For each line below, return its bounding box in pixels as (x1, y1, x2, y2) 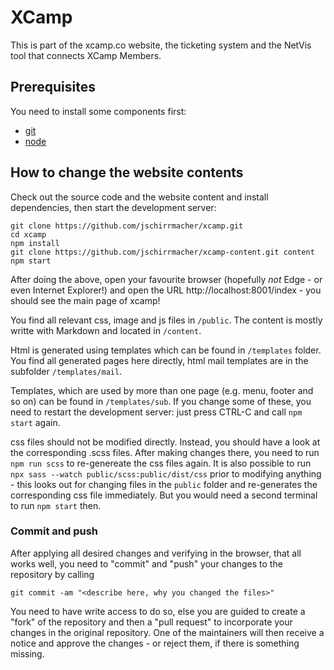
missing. (10, 647, 45, 660)
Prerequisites (10, 79, 96, 96)
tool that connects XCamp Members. (10, 49, 162, 61)
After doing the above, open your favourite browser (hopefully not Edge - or (10, 273, 323, 285)
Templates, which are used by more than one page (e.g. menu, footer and (10, 384, 314, 396)
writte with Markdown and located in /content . (10, 324, 202, 336)
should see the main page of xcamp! (10, 294, 161, 306)
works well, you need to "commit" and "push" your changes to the (10, 557, 283, 570)
